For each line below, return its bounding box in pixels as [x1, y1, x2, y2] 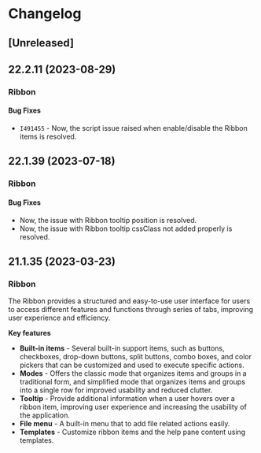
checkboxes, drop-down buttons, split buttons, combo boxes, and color [19, 352, 252, 362]
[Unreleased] [8, 36, 75, 50]
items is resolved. [19, 132, 77, 142]
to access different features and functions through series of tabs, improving [8, 305, 254, 314]
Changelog [8, 5, 82, 23]
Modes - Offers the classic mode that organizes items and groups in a [19, 369, 247, 378]
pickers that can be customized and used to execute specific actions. [19, 360, 245, 370]
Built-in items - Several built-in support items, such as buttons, [19, 343, 226, 353]
